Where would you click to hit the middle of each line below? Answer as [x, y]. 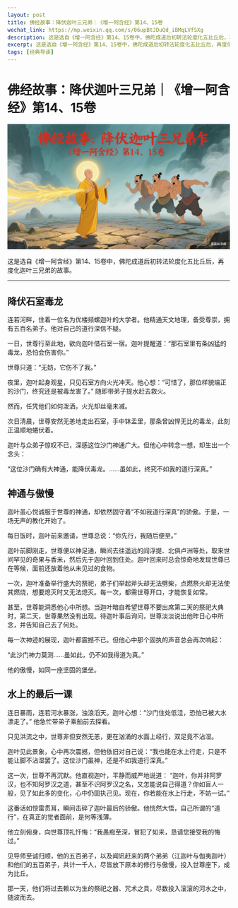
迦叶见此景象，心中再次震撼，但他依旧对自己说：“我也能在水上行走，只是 [114, 751]
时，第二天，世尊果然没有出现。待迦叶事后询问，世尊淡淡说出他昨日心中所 [115, 616]
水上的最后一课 [40, 694]
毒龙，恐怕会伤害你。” [38, 353]
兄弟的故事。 [56, 270]
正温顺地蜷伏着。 [32, 430]
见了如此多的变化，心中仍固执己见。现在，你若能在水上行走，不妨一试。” [125, 793]
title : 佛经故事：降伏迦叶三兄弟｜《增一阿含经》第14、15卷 [85, 22]
